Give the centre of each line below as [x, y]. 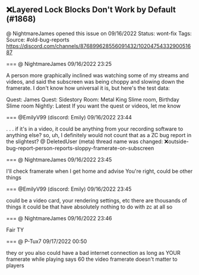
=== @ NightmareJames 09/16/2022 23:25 [59, 64]
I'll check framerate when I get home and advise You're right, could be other [99, 171]
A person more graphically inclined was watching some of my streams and [97, 75]
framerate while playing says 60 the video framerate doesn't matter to [92, 259]
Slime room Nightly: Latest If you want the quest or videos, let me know [94, 106]
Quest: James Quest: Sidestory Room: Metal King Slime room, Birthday [93, 99]
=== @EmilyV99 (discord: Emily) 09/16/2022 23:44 [69, 117]
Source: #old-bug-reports [38, 39]
